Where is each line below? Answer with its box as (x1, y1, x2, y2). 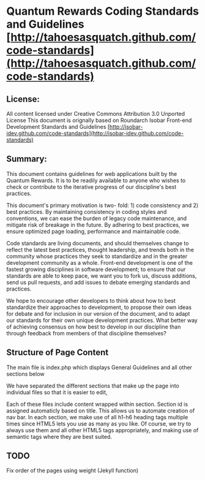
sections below (6, 370, 45, 378)
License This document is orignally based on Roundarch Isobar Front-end (6, 116, 192, 124)
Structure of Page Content (6, 348, 109, 358)
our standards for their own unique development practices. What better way (6, 316, 198, 324)
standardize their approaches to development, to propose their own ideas (6, 303, 192, 311)
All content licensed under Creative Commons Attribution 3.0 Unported (6, 110, 185, 117)
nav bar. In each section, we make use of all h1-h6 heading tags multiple (6, 413, 188, 421)
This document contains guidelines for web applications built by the (6, 170, 177, 177)
